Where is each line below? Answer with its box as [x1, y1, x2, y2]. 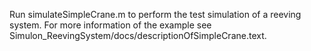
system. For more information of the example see [9, 19, 212, 31]
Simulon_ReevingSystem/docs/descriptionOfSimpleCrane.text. [9, 30, 267, 41]
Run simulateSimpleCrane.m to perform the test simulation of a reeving [9, 9, 302, 20]
